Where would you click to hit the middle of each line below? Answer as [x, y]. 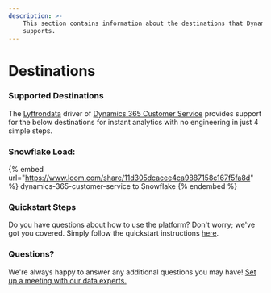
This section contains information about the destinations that [133, 23]
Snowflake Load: [42, 152]
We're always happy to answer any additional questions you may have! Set [132, 272]
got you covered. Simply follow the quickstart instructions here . [114, 233]
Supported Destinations [56, 96]
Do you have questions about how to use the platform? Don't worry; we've [132, 225]
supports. [40, 31]
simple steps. [31, 131]
